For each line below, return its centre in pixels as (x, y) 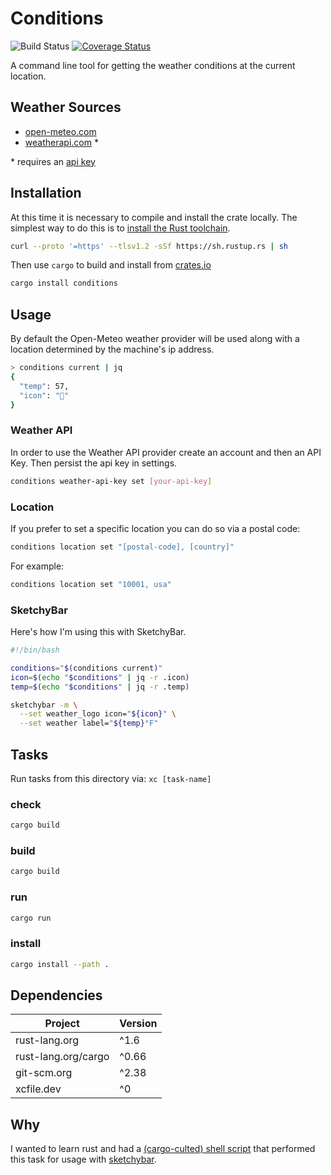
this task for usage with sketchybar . (83, 1159)
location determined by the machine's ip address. (112, 349)
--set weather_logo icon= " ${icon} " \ (98, 714)
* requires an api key (53, 161)
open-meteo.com (60, 131)
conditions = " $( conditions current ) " (86, 668)
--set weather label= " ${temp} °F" (89, 723)
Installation (46, 193)
